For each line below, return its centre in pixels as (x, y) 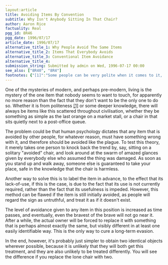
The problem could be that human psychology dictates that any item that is (83, 131)
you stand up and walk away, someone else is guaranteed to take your (78, 163)
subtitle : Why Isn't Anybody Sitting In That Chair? (61, 19)
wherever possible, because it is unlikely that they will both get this (74, 246)
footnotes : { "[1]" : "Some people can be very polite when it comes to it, (84, 75)
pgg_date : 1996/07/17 (28, 38)
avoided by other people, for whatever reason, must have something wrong (83, 137)
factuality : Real (23, 29)
